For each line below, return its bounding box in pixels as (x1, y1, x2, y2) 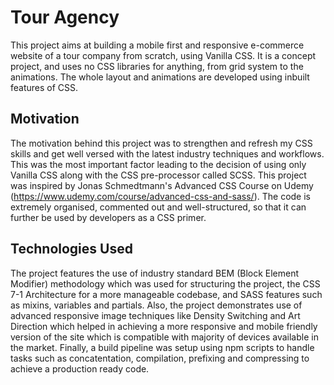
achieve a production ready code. (10, 362, 150, 375)
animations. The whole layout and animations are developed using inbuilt (10, 71, 310, 83)
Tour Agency (10, 6, 120, 29)
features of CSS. (10, 81, 79, 93)
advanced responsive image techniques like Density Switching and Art (10, 309, 301, 321)
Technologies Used (10, 241, 133, 258)
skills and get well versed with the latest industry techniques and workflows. (10, 147, 325, 160)
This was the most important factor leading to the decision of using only (10, 158, 307, 170)
